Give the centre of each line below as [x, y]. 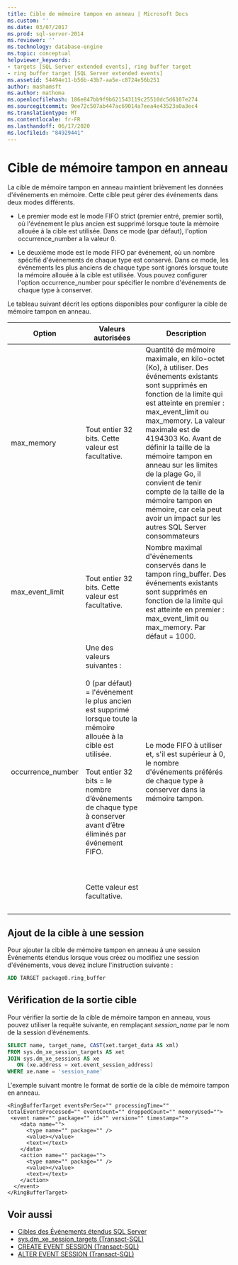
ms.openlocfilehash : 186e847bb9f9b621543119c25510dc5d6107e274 [103, 100]
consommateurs [172, 536]
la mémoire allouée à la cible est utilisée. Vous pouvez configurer [112, 275]
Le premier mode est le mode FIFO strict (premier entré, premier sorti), [121, 216]
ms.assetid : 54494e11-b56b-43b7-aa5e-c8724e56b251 [84, 80]
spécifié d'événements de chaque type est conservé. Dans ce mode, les [123, 260]
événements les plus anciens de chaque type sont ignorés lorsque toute [123, 267]
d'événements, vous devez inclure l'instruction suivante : [90, 965]
